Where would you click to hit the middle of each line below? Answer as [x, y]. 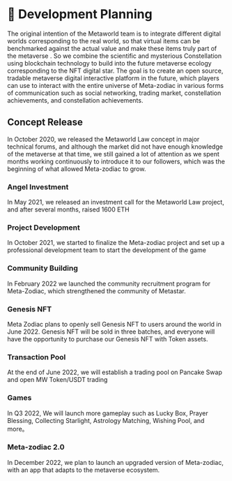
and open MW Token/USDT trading [57, 380]
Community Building [43, 268]
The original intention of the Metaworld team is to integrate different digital [114, 34]
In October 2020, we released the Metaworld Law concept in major [103, 139]
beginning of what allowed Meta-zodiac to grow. [77, 169]
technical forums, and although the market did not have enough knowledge [115, 147]
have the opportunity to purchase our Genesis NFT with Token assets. [108, 339]
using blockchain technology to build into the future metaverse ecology [109, 63]
